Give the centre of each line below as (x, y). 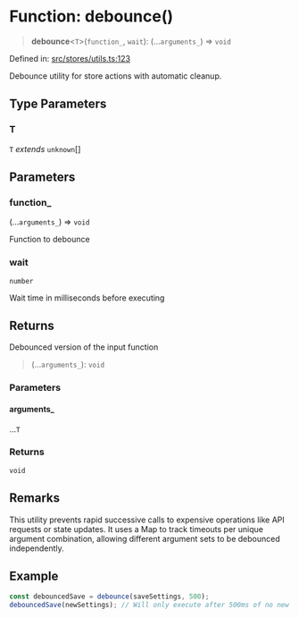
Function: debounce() (91, 17)
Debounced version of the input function (84, 347)
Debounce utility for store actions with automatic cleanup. (116, 76)
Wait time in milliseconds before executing (87, 298)
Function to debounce (50, 240)
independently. (37, 548)
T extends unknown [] (45, 148)
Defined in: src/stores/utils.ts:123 (70, 58)
